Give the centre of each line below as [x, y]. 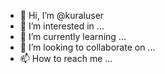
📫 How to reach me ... [66, 58]
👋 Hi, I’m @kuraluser [62, 15]
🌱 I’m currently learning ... [73, 36]
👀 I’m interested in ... [62, 26]
